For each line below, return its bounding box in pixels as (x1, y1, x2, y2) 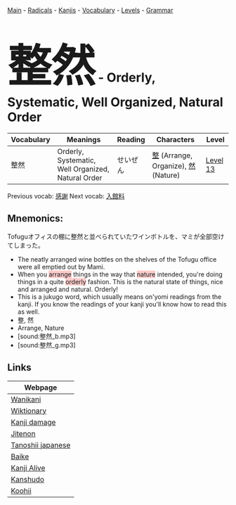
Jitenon (11, 428, 36, 438)
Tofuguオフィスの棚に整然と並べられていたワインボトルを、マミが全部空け (7, 232, 225, 241)
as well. (17, 307, 40, 316)
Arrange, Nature (17, 324, 65, 332)
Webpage (24, 383, 58, 392)
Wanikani (11, 394, 41, 404)
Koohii (11, 485, 32, 495)
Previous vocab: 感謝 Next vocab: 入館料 (7, 191, 125, 200)
